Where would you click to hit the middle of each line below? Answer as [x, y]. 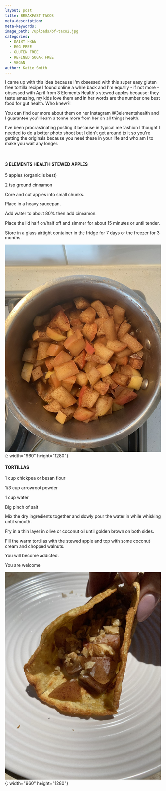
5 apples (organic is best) [31, 175]
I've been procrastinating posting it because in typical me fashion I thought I [83, 128]
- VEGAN [18, 62]
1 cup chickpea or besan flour [35, 478]
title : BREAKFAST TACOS [30, 16]
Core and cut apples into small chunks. [45, 195]
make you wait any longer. [32, 144]
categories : [17, 37]
